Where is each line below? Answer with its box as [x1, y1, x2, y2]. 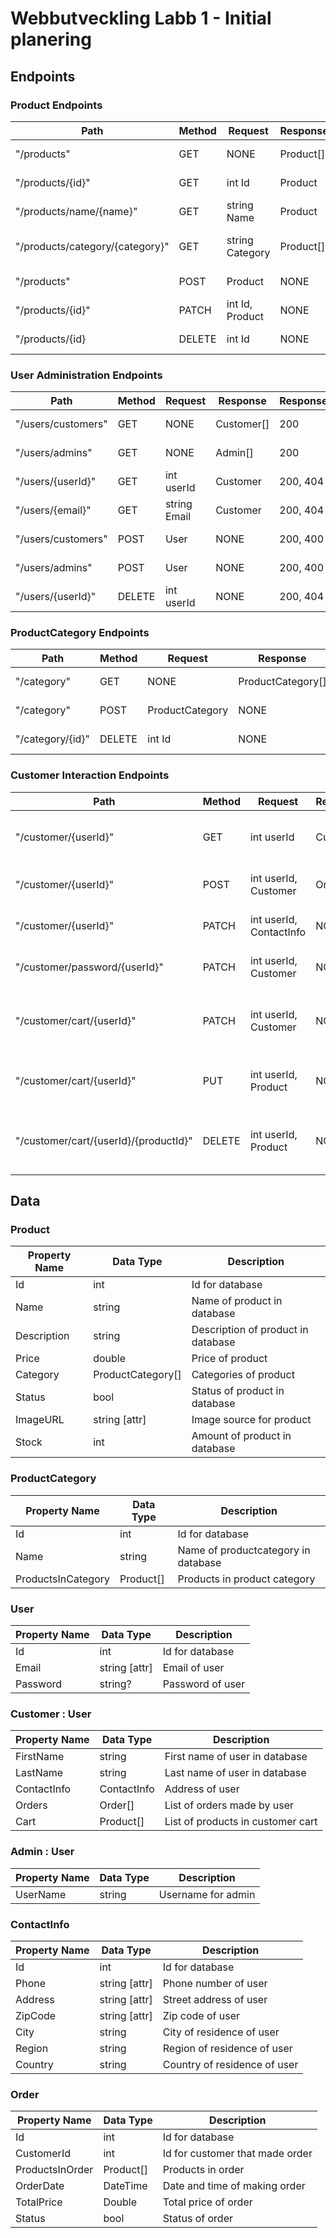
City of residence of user [162, 2025, 280, 2039]
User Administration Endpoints [10, 368, 163, 382]
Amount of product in [191, 1429, 292, 1443]
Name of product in [191, 1294, 283, 1308]
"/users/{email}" [15, 503, 92, 517]
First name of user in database [164, 1750, 308, 1764]
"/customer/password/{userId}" [15, 960, 164, 974]
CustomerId [15, 2147, 71, 2161]
